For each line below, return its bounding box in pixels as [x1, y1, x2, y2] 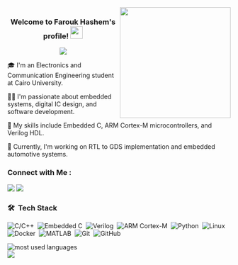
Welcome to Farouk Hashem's [10, 17, 115, 27]
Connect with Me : [7, 168, 72, 178]
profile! [42, 31, 69, 41]
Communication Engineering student [7, 71, 115, 80]
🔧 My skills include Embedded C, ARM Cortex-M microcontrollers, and [7, 121, 212, 130]
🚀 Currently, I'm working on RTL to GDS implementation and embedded [7, 142, 215, 151]
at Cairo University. [7, 79, 64, 87]
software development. [7, 108, 75, 116]
